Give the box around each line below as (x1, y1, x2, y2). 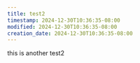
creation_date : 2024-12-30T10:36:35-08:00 (7, 29, 133, 37)
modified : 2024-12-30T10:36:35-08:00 (7, 23, 118, 30)
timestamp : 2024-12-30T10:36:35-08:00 (7, 17, 120, 24)
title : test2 (7, 10, 45, 17)
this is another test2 (7, 49, 65, 57)
